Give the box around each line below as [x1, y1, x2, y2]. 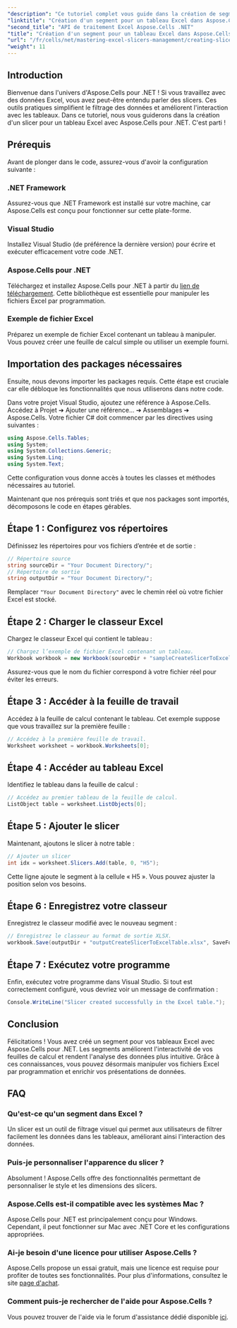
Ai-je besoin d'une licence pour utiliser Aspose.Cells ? [7, 1247, 197, 1257]
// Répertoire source [7, 555, 71, 562]
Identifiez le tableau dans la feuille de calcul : [7, 780, 138, 789]
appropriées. [7, 1230, 44, 1238]
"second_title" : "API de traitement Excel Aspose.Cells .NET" [7, 23, 194, 30]
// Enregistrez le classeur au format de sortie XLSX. [7, 933, 172, 940]
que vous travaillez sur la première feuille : [7, 722, 130, 730]
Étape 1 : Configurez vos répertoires [7, 523, 169, 535]
